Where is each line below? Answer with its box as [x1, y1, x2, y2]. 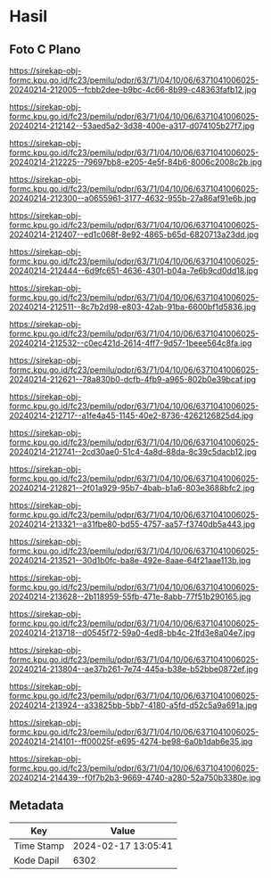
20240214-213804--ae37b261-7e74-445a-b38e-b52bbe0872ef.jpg [9, 664, 259, 674]
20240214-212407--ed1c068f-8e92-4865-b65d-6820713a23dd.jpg [9, 229, 259, 240]
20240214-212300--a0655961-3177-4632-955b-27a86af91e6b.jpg [9, 193, 257, 203]
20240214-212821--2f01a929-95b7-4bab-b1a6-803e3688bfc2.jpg [9, 483, 256, 493]
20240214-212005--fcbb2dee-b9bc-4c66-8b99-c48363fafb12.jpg [9, 85, 257, 94]
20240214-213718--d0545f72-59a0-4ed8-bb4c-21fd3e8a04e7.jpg [9, 628, 256, 638]
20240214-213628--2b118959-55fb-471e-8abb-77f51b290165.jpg [9, 591, 251, 602]
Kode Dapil [13, 854, 60, 866]
